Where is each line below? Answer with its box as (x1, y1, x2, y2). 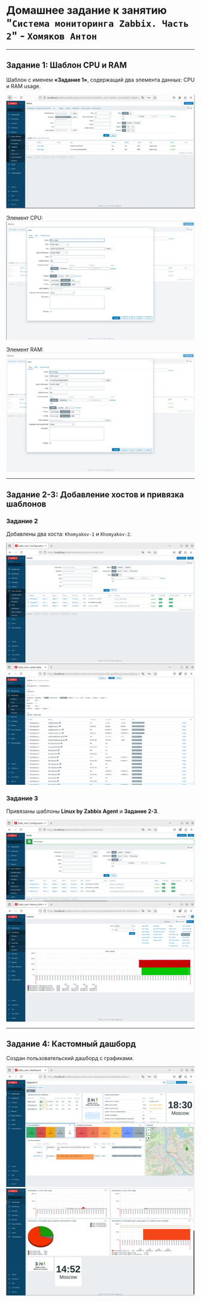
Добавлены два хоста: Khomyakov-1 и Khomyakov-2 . (6, 530, 132, 538)
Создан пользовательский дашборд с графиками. (6, 1055, 135, 1062)
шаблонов (6, 499, 47, 509)
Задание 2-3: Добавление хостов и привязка (6, 489, 184, 500)
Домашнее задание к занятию (6, 4, 167, 17)
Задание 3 (6, 794, 38, 802)
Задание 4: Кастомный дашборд (6, 1039, 136, 1049)
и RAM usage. (6, 82, 41, 90)
